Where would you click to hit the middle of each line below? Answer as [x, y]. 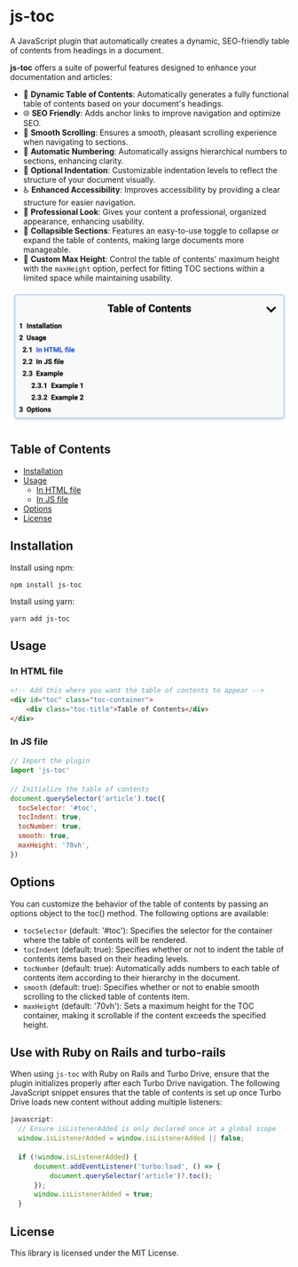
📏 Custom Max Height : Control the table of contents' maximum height [151, 258]
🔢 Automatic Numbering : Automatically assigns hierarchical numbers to [155, 151]
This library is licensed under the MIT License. [94, 1253]
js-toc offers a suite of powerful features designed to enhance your [133, 67]
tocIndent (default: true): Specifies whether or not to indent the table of [153, 949]
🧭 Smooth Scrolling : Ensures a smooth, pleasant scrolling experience [150, 132]
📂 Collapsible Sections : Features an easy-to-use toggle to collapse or [151, 230]
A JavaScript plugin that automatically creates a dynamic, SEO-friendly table [150, 41]
